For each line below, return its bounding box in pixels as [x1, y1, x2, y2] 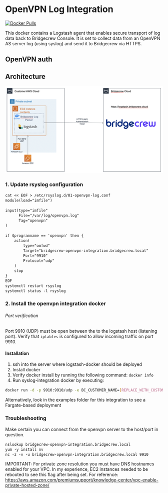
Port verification [5, 313, 38, 319]
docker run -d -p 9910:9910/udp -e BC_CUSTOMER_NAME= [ [5, 388, 122, 393]
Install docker [12, 367, 41, 373]
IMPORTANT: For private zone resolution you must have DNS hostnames [5, 461, 154, 467]
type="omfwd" [23, 243, 50, 248]
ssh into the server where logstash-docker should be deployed [12, 361, 142, 367]
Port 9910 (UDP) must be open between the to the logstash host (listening [5, 328, 157, 334]
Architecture [5, 72, 46, 81]
